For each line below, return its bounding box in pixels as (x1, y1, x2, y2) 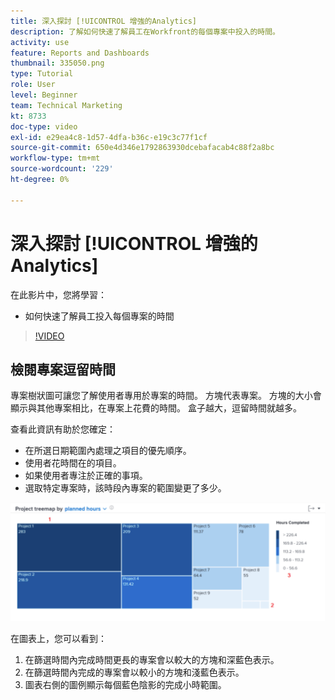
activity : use (10, 37, 70, 47)
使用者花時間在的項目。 (24, 457, 122, 469)
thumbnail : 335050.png (10, 58, 105, 69)
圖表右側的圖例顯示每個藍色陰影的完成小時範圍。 (24, 678, 227, 690)
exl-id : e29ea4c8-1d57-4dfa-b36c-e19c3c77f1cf (10, 132, 208, 142)
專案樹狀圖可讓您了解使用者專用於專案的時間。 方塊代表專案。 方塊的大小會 (10, 390, 322, 402)
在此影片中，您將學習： (10, 288, 107, 300)
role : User (10, 80, 56, 90)
